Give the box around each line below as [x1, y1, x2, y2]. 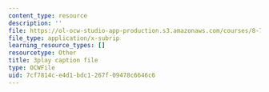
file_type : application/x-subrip [8, 34, 120, 42]
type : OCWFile [8, 64, 56, 72]
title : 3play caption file [8, 57, 98, 65]
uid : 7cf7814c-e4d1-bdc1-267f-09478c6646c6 [8, 71, 156, 79]
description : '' [8, 19, 62, 27]
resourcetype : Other [8, 49, 78, 57]
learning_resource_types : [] [8, 42, 106, 50]
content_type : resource [8, 11, 88, 20]
